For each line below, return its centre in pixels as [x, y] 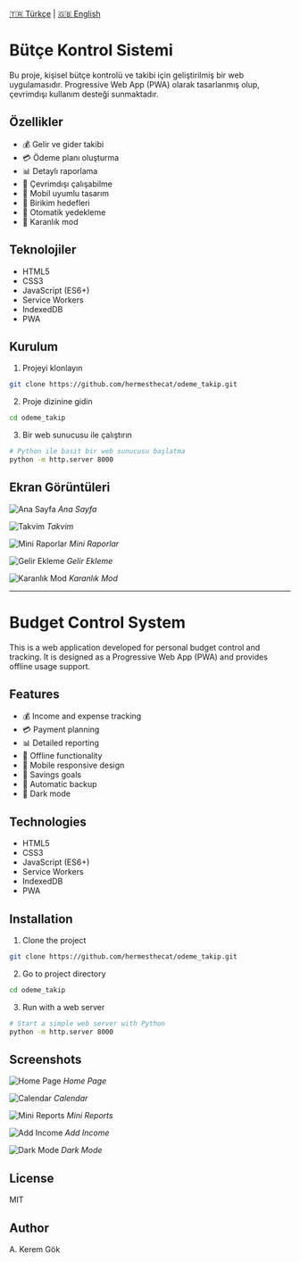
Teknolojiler [43, 250]
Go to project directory [64, 974]
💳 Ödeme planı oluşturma [71, 157]
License [32, 1178]
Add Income [87, 1133]
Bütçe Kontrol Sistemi [92, 50]
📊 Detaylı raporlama [60, 170]
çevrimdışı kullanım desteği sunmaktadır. [84, 94]
